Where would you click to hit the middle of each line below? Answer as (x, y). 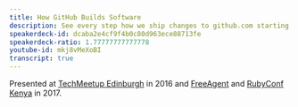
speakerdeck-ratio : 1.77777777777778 (79, 42)
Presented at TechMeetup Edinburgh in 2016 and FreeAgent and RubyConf (146, 84)
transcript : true (41, 58)
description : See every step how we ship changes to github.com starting (149, 26)
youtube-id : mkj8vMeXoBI (55, 50)
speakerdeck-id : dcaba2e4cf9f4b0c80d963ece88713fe (105, 34)
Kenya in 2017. (36, 93)
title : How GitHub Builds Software (75, 17)
